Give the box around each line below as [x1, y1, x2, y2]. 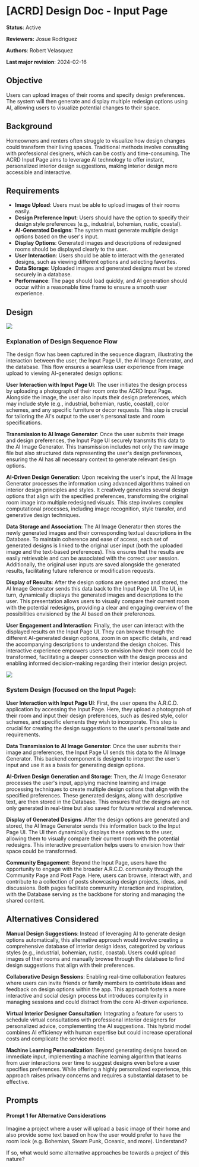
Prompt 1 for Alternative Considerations [6, 1112, 106, 1119]
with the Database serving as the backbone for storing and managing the [6, 890, 185, 898]
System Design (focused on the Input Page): [6, 686, 137, 694]
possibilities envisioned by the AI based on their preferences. [6, 610, 156, 617]
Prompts [6, 1095, 39, 1105]
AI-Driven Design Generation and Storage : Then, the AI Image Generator [6, 772, 187, 780]
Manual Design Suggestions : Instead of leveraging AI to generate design [6, 930, 186, 937]
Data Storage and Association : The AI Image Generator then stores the [6, 523, 181, 530]
